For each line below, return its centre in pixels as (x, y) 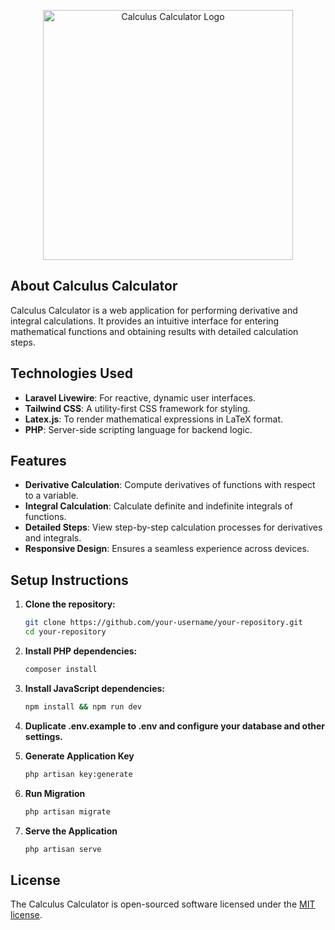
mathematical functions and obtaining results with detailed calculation (154, 331)
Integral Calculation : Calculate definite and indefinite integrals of (158, 506)
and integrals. (53, 538)
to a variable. (51, 496)
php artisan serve (63, 849)
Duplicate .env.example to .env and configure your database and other (175, 726)
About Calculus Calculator (94, 286)
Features (38, 461)
